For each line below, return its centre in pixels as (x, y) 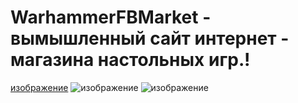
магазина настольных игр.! (130, 60)
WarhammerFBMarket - (111, 17)
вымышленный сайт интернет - (150, 38)
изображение (39, 87)
